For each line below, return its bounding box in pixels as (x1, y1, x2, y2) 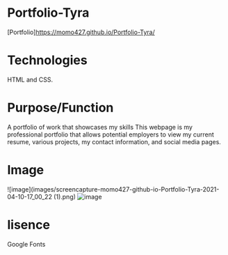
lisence (7, 217, 51, 233)
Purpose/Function (7, 100, 114, 116)
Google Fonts (7, 240, 46, 248)
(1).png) (53, 192, 76, 201)
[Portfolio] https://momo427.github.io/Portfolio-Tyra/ (7, 28, 155, 36)
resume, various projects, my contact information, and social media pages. (7, 137, 221, 146)
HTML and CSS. (7, 75, 54, 84)
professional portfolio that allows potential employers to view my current (7, 130, 214, 139)
